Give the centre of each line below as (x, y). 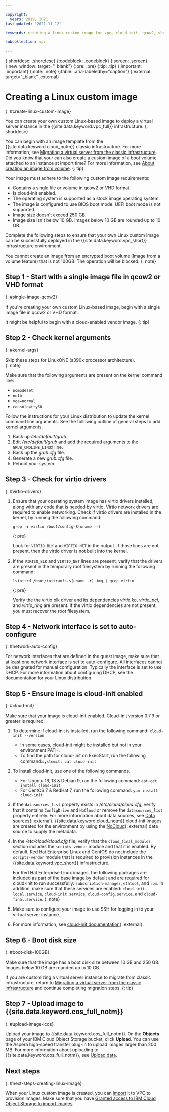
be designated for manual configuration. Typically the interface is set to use (83, 667)
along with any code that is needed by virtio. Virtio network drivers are (86, 507)
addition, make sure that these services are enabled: (67, 889)
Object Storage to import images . (40, 1103)
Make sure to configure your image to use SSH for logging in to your (83, 909)
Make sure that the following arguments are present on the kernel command (84, 375)
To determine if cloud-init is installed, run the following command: (80, 731)
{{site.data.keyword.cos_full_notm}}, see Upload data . (61, 1055)
